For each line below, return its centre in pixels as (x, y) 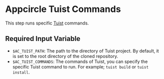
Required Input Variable (43, 39)
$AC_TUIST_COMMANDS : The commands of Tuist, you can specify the (80, 61)
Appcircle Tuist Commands (63, 9)
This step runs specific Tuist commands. (47, 23)
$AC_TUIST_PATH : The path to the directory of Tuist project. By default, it (86, 50)
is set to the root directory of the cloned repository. (65, 56)
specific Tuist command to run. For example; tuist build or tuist (80, 66)
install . (21, 72)
